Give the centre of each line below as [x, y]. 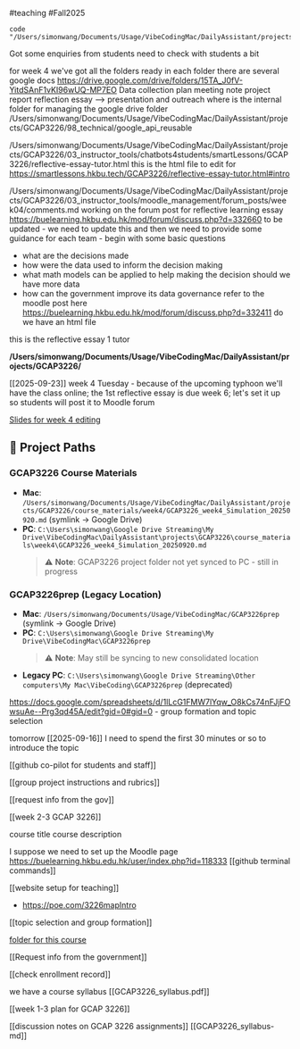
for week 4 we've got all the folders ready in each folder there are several [144, 71]
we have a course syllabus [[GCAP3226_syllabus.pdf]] [109, 991]
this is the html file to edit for [183, 164]
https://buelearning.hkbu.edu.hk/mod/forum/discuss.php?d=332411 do [153, 312]
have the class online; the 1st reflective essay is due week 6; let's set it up [145, 393]
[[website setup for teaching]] [64, 887]
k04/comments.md [44, 210]
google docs [32, 80]
